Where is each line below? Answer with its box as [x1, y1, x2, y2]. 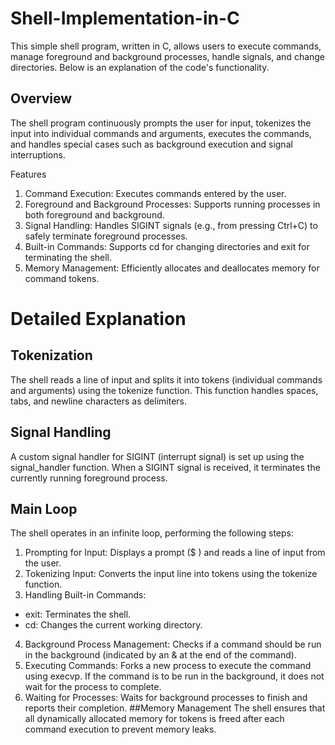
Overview [10, 90, 73, 107]
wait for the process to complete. [24, 681, 162, 693]
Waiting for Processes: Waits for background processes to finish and [24, 692, 308, 704]
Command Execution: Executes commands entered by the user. [24, 187, 287, 199]
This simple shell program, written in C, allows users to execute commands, [10, 40, 322, 52]
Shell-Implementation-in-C [10, 7, 240, 30]
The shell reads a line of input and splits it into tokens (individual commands [10, 373, 323, 386]
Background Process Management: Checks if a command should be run [24, 638, 322, 651]
